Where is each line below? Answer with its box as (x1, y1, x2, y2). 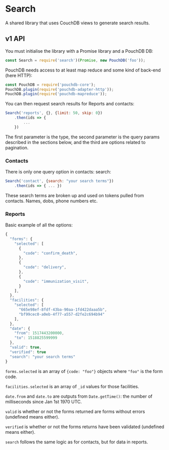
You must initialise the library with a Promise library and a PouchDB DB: (5, 48, 153, 54)
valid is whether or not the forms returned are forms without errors (5, 408, 145, 415)
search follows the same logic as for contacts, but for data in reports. (5, 439, 148, 445)
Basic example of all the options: (5, 222, 73, 228)
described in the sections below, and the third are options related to (5, 139, 146, 145)
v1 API (5, 34, 25, 43)
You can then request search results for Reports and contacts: (5, 101, 135, 107)
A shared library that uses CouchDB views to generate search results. (5, 20, 150, 26)
